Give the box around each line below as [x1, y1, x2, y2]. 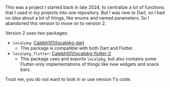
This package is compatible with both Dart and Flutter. [20, 45, 133, 51]
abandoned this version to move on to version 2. [5, 20, 107, 26]
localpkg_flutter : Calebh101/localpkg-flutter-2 [12, 50, 111, 56]
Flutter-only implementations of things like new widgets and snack [20, 61, 159, 67]
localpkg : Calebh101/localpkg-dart [12, 40, 85, 46]
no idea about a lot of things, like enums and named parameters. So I [5, 15, 150, 21]
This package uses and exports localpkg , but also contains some [20, 56, 156, 62]
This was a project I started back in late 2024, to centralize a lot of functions [5, 5, 165, 10]
